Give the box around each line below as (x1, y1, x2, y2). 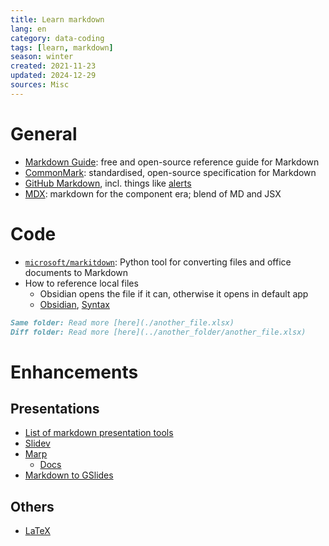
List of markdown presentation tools (24, 427, 174, 439)
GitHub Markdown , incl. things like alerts (24, 177, 192, 189)
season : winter (10, 52, 74, 62)
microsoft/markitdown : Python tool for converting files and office (24, 256, 292, 268)
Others (10, 498, 55, 515)
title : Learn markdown (10, 14, 105, 25)
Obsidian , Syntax (39, 298, 111, 310)
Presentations (10, 400, 100, 417)
